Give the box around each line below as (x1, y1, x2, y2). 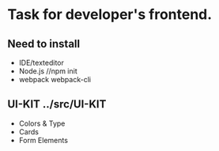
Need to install (7, 37, 81, 51)
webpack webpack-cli (18, 75, 92, 84)
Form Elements (18, 135, 69, 145)
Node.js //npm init (18, 66, 77, 76)
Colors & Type (18, 119, 66, 128)
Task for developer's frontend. (7, 6, 213, 24)
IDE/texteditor (18, 58, 65, 67)
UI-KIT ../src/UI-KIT (7, 97, 107, 111)
